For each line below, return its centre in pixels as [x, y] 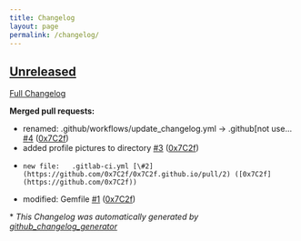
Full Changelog [38, 94]
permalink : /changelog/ [55, 35]
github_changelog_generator [64, 226]
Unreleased [43, 71]
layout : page [34, 26]
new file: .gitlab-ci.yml [75, 166]
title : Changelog [42, 18]
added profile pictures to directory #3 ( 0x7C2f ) [110, 148]
